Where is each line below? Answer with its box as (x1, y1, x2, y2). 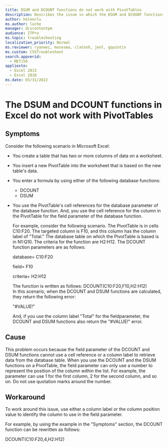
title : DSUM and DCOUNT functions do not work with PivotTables (5, 7, 142, 13)
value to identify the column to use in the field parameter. (5, 411, 123, 417)
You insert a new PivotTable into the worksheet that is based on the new (12, 162, 161, 168)
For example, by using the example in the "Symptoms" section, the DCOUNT (5, 421, 163, 427)
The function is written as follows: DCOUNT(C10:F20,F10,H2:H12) (12, 283, 147, 289)
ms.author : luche (5, 21, 41, 27)
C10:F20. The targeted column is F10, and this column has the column (12, 228, 156, 234)
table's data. (12, 168, 38, 174)
